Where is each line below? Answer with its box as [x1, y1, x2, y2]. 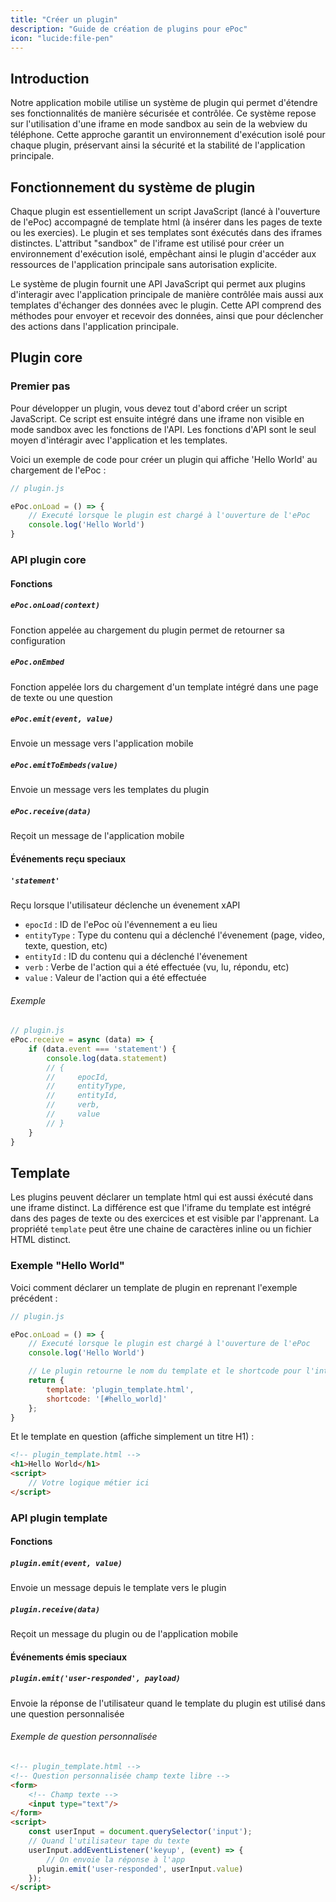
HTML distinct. [10, 1234, 72, 1246]
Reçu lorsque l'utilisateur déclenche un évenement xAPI [10, 899, 241, 911]
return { [28, 1376, 65, 1386]
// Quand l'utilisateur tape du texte [28, 1836, 190, 1846]
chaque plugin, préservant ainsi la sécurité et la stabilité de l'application [10, 139, 306, 151]
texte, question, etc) [24, 939, 108, 951]
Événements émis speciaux [10, 1651, 128, 1663]
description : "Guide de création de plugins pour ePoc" [10, 24, 248, 34]
